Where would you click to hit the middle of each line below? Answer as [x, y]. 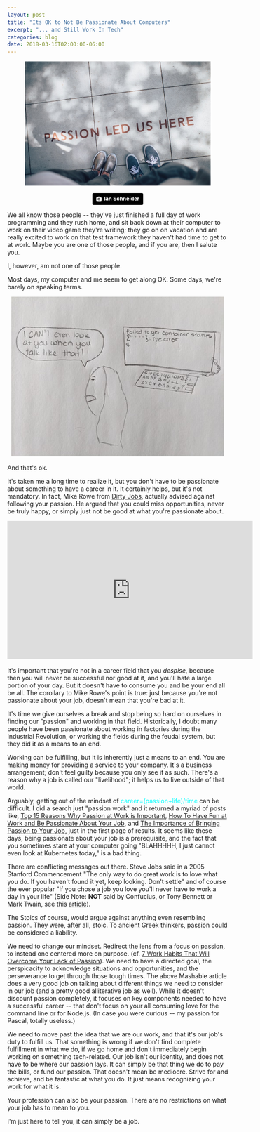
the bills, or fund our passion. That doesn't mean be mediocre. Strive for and [118, 1072]
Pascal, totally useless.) [41, 1020]
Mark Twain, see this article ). [49, 904]
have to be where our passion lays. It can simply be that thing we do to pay [116, 1064]
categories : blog [33, 37]
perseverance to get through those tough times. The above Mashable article [117, 975]
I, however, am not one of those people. [64, 265]
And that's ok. [27, 468]
